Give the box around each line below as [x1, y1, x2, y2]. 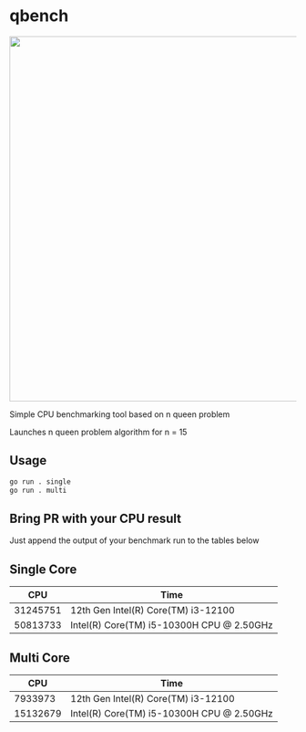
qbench [9, 5, 69, 26]
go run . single [9, 476, 71, 486]
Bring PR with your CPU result [9, 510, 182, 526]
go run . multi [9, 486, 67, 495]
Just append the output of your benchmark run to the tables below [9, 535, 260, 546]
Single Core [9, 561, 77, 577]
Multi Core [9, 650, 70, 665]
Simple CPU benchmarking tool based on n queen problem [9, 408, 230, 420]
